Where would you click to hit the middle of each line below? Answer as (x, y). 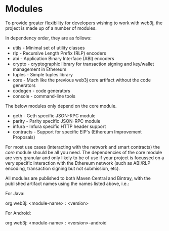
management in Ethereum (39, 69)
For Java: (15, 193)
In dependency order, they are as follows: (49, 38)
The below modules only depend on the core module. (61, 106)
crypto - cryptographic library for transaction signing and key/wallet (83, 64)
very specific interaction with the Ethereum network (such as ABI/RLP (78, 163)
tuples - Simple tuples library (43, 74)
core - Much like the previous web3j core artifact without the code (81, 80)
